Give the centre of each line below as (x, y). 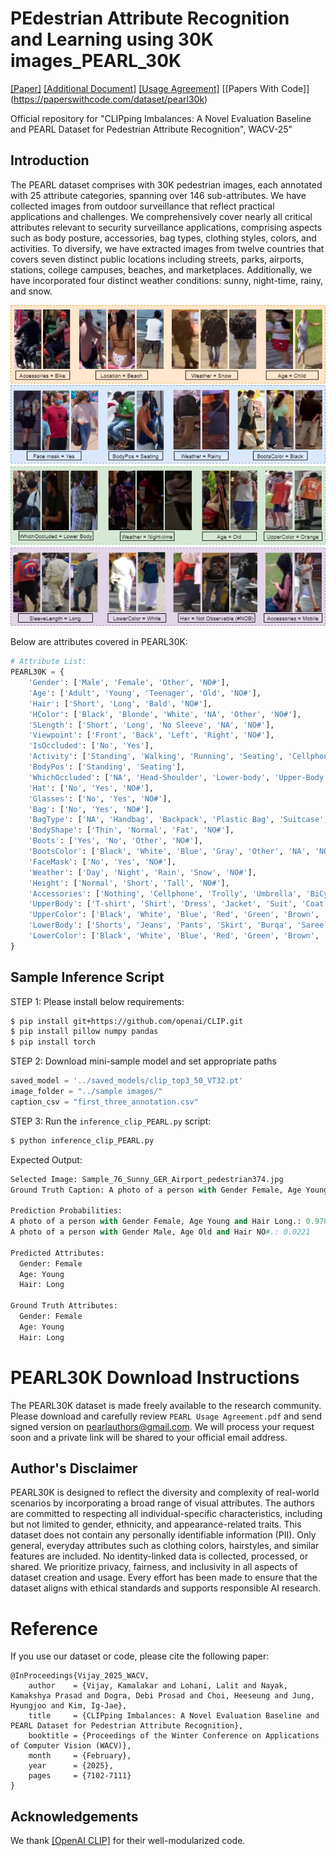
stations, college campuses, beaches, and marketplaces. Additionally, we (161, 269)
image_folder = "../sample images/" (86, 1092)
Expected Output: (46, 1159)
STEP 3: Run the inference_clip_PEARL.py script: (111, 1121)
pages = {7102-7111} (80, 1776)
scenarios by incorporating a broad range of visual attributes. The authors (162, 1503)
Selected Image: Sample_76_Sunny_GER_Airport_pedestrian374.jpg (147, 1179)
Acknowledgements (74, 1816)
